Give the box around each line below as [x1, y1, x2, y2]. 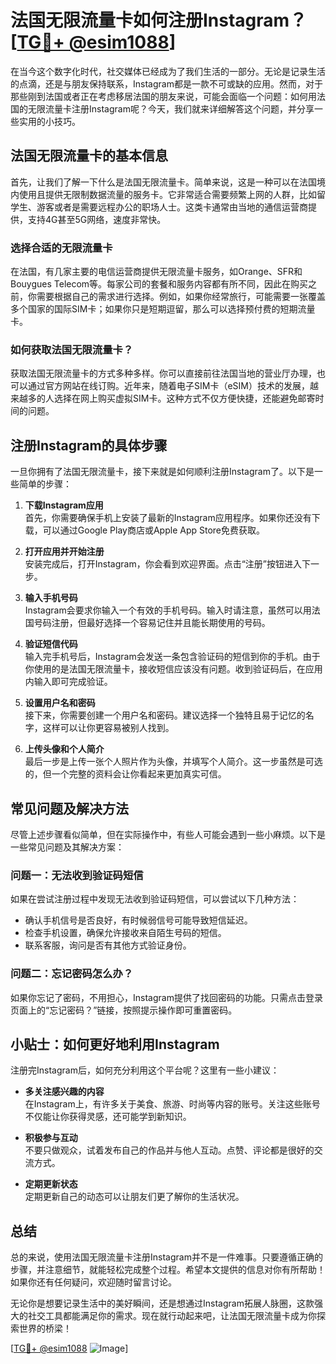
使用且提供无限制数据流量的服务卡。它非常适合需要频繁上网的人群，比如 [18, 188, 317, 200]
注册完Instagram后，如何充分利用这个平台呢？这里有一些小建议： [10, 1064, 280, 1076]
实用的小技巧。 [18, 115, 81, 127]
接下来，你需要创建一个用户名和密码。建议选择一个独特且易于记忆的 [24, 709, 306, 721]
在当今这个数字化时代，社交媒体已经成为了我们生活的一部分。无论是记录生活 [10, 65, 326, 77]
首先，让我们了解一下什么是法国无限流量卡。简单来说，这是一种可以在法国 [10, 176, 317, 188]
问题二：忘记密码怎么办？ [10, 967, 134, 981]
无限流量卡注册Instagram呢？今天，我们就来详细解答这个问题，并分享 [27, 102, 315, 115]
